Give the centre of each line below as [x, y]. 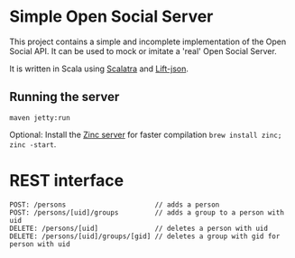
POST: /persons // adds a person [115, 205]
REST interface [67, 180]
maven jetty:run [40, 118]
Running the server [65, 97]
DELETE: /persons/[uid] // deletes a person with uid [139, 228]
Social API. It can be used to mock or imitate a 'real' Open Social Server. [143, 51]
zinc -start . [33, 144]
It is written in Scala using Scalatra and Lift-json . [99, 69]
